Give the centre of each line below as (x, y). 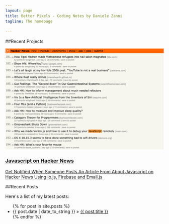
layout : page (19, 11)
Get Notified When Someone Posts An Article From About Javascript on (79, 172)
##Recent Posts (22, 187)
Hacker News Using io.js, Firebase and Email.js (54, 177)
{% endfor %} (27, 217)
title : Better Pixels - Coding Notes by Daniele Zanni (64, 16)
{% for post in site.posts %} (41, 206)
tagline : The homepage (29, 21)
